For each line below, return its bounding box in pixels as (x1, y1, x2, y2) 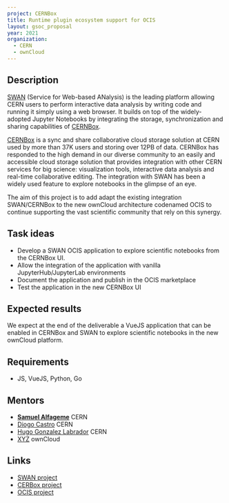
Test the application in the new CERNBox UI (17, 283, 141, 291)
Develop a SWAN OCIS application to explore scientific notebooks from (17, 246, 219, 255)
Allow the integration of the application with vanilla (17, 261, 161, 269)
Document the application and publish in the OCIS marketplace (17, 275, 197, 284)
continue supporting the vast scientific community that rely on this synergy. (7, 208, 222, 216)
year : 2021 (7, 29, 39, 37)
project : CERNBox (7, 10, 57, 17)
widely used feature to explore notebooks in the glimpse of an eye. (7, 179, 197, 188)
